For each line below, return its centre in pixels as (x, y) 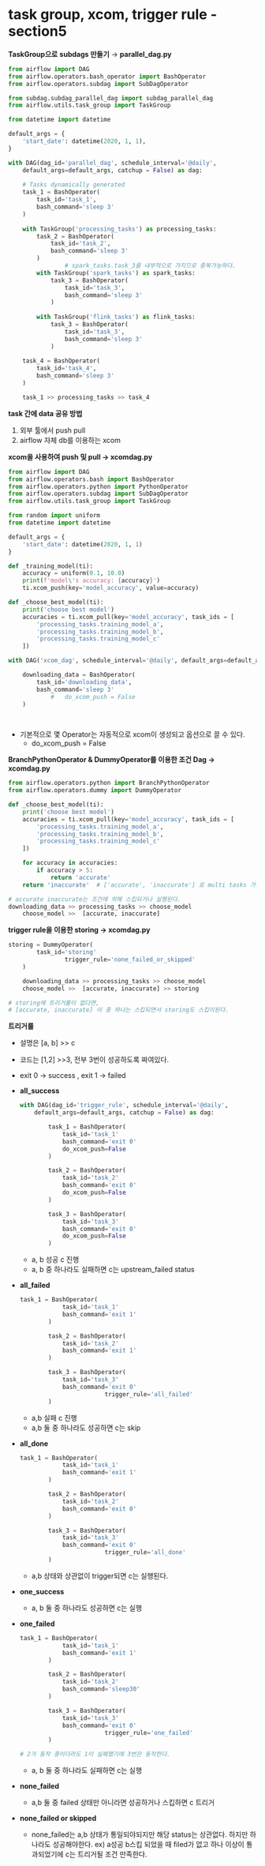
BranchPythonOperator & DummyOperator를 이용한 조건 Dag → (112, 760)
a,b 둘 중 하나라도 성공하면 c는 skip (86, 1428)
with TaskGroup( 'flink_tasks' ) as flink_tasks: (116, 317)
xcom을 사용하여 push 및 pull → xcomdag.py (80, 456)
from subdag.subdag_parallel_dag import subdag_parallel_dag (111, 98)
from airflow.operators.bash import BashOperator (91, 479)
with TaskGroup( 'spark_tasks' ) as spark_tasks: (116, 273)
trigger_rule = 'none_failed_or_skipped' (130, 960)
